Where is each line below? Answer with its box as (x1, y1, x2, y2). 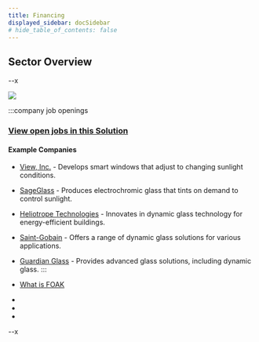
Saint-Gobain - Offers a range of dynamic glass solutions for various (19, 233, 241, 242)
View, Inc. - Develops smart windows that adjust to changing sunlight (19, 162, 243, 172)
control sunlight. (19, 194, 72, 204)
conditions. (19, 170, 57, 180)
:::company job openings (8, 106, 89, 115)
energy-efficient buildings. (19, 217, 106, 227)
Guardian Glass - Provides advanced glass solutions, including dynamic (19, 256, 252, 266)
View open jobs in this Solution (8, 126, 129, 136)
